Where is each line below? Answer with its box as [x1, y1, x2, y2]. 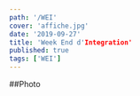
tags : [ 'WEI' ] [9, 54, 62, 63]
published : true [9, 46, 69, 55]
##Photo [9, 79, 42, 89]
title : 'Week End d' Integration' [9, 37, 133, 47]
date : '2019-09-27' [9, 29, 82, 38]
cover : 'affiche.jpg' [9, 21, 89, 30]
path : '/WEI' [9, 12, 58, 22]
